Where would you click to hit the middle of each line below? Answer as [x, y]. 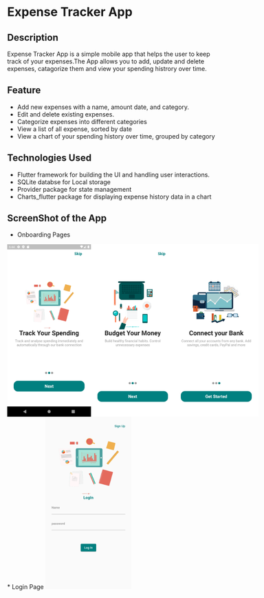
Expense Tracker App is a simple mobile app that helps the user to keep [109, 54]
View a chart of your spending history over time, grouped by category [116, 136]
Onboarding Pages [44, 235]
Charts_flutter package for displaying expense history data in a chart [114, 197]
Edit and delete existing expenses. [66, 114]
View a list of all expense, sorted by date [75, 129]
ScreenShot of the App [57, 218]
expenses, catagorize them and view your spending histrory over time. [107, 69]
